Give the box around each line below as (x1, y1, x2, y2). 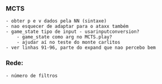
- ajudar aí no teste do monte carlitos (16, 40, 121, 46)
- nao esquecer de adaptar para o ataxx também (5, 23, 129, 30)
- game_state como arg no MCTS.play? (16, 34, 113, 40)
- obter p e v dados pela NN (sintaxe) (5, 18, 107, 24)
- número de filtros (5, 72, 58, 79)
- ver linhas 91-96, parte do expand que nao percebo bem (5, 44, 156, 51)
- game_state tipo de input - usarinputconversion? (5, 29, 139, 35)
